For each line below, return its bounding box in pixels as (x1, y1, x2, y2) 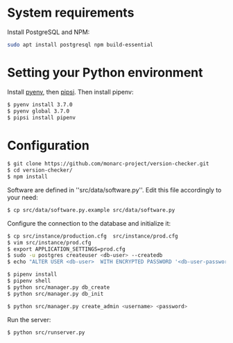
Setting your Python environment (7, 65, 203, 81)
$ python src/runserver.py (7, 328, 85, 336)
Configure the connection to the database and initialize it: (7, 219, 171, 227)
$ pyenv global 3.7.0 (7, 108, 70, 115)
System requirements (7, 5, 135, 21)
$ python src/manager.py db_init (7, 290, 104, 297)
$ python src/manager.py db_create (7, 283, 110, 291)
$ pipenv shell (7, 278, 51, 285)
